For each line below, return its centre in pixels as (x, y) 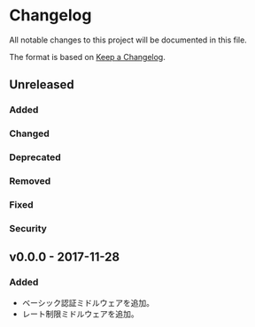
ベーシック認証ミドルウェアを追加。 (88, 302)
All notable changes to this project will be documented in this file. (128, 40)
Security (28, 228)
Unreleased (42, 85)
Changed (30, 133)
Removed (30, 181)
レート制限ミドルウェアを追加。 (80, 314)
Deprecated (35, 157)
